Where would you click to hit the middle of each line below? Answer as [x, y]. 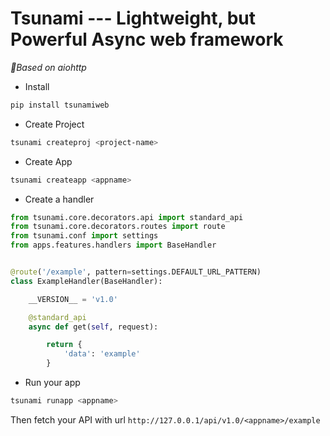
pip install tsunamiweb [60, 105]
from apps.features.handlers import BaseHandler [113, 245]
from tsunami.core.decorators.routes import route [118, 227]
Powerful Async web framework [147, 39]
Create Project [54, 124]
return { [64, 345]
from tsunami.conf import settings [84, 236]
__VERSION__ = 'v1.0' [73, 299]
